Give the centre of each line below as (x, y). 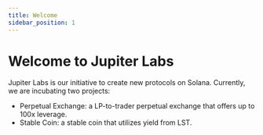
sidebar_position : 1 (42, 23)
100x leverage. (43, 115)
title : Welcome (33, 15)
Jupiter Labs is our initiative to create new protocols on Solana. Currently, (127, 83)
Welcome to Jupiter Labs (91, 61)
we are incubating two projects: (59, 91)
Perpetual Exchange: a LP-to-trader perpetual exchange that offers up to (137, 106)
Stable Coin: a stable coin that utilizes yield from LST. (106, 123)
